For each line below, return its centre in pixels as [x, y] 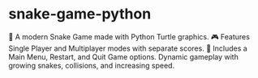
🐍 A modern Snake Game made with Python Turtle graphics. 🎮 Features [129, 36]
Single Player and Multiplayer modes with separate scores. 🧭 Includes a [128, 48]
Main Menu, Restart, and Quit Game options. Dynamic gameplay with [124, 56]
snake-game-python [80, 14]
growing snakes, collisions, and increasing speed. [92, 65]
